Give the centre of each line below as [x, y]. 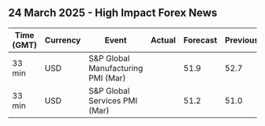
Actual [163, 40]
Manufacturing [116, 68]
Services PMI [113, 100]
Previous [241, 40]
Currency [63, 40]
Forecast [200, 40]
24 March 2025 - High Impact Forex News [113, 13]
